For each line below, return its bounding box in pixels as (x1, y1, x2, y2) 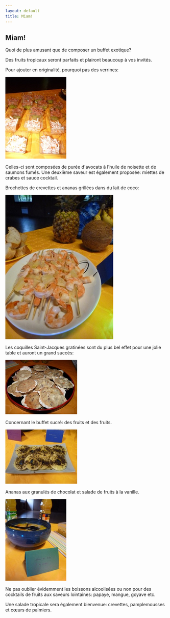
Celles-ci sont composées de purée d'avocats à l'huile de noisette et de (5, 164, 157, 170)
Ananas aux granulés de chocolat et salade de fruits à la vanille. (5, 489, 139, 495)
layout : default (5, 8, 40, 13)
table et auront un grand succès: (5, 350, 74, 356)
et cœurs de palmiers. (5, 607, 52, 613)
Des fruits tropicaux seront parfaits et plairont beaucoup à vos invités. (5, 57, 152, 63)
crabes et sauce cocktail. (5, 175, 58, 181)
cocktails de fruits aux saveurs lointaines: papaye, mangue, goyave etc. (5, 591, 156, 597)
